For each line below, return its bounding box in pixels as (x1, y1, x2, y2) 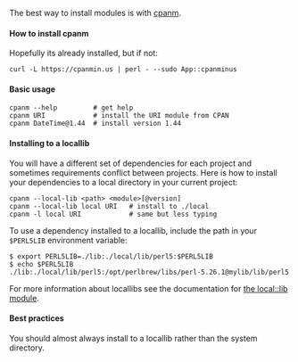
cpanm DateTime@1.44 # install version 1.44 (9, 119, 181, 128)
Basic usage (9, 84, 56, 95)
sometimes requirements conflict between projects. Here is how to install (9, 167, 278, 177)
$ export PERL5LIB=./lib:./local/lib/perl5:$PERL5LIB (9, 251, 214, 261)
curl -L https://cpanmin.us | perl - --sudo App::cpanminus (9, 65, 238, 74)
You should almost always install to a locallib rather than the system (9, 333, 258, 343)
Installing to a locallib (9, 138, 90, 148)
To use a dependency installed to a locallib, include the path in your (9, 225, 257, 235)
